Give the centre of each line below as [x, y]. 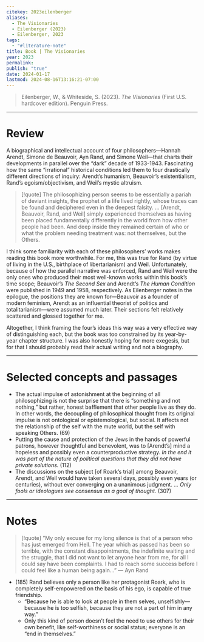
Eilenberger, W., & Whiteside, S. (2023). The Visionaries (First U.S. [104, 97]
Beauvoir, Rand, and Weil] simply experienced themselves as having [107, 214]
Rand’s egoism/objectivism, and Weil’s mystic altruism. [74, 183]
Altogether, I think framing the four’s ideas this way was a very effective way [102, 328]
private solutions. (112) [43, 465]
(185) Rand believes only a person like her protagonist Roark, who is [100, 582]
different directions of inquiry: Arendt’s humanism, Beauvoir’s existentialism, [101, 176]
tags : [13, 40]
